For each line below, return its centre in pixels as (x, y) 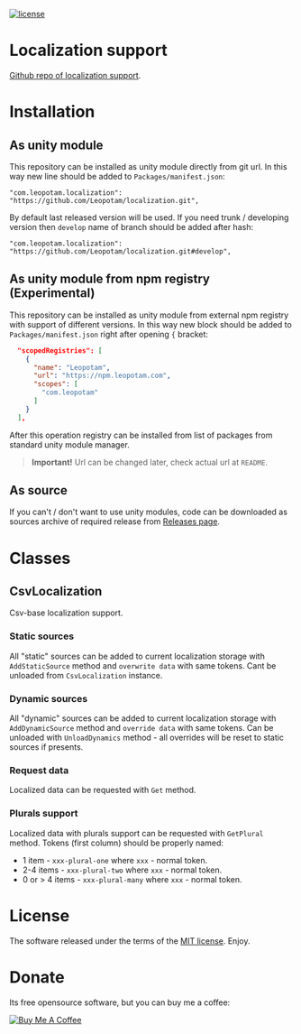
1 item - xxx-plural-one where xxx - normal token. (115, 860)
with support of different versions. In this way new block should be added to (151, 324)
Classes (40, 558)
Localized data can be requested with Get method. (103, 790)
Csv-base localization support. (66, 613)
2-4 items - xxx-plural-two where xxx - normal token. (122, 870)
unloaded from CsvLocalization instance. (86, 675)
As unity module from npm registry (109, 279)
